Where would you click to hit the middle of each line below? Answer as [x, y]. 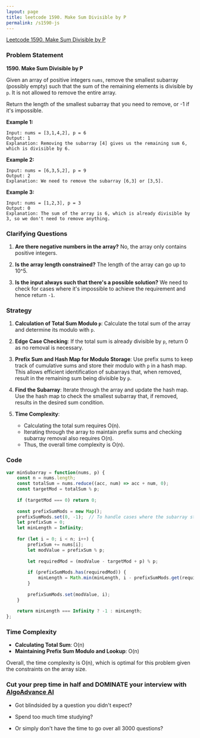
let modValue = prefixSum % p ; [66, 550]
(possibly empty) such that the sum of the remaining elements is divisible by [100, 86]
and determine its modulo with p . [55, 330]
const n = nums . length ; [46, 478]
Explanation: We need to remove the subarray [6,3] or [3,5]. [85, 181]
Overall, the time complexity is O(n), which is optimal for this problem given [98, 663]
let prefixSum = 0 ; [41, 523]
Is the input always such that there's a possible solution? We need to [101, 282]
